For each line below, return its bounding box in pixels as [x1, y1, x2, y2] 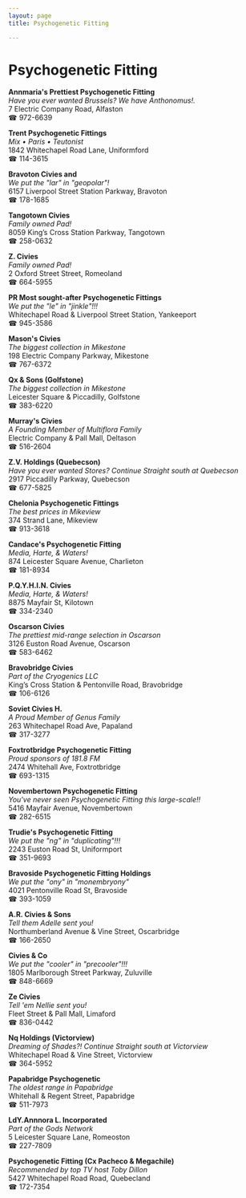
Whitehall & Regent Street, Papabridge [8, 1091, 135, 1101]
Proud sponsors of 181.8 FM [8, 753, 101, 763]
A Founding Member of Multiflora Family [8, 424, 142, 434]
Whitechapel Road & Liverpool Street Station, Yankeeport [8, 310, 197, 319]
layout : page [8, 11, 52, 20]
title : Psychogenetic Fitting [8, 19, 110, 27]
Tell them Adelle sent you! [8, 918, 94, 928]
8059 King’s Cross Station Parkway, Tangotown [8, 228, 166, 238]
